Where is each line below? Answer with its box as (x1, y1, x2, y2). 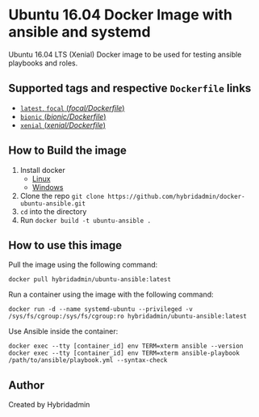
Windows (31, 182, 64, 192)
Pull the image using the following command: (8, 260, 158, 270)
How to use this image (8, 238, 123, 252)
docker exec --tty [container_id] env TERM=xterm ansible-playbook (8, 349, 240, 357)
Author (8, 378, 44, 392)
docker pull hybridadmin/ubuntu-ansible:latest (8, 276, 172, 284)
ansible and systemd (8, 23, 151, 41)
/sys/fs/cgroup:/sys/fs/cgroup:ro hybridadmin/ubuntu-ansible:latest (8, 313, 248, 321)
